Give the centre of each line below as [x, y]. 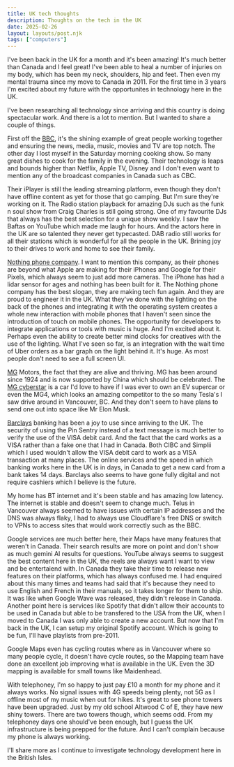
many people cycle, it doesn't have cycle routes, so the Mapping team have [116, 657]
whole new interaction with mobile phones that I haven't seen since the [109, 314]
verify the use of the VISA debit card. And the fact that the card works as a [114, 438]
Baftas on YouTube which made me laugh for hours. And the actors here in [114, 226]
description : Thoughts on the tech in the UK [74, 20]
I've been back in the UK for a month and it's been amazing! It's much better [117, 59]
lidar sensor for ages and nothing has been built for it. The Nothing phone [113, 284]
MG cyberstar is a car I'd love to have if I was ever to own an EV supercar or [116, 387]
